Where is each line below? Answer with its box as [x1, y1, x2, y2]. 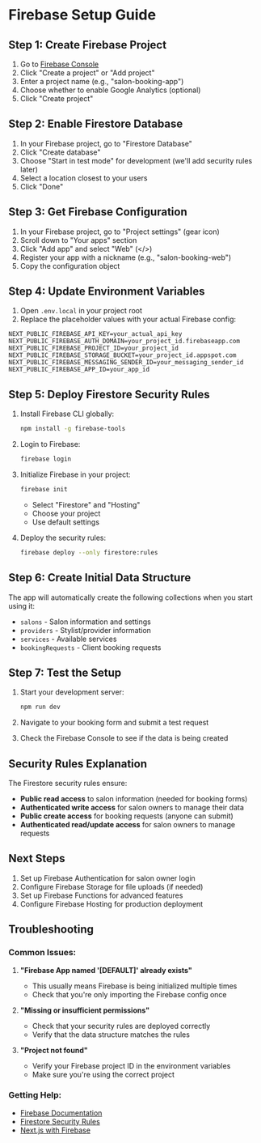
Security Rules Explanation [8, 757, 148, 771]
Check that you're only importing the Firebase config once [32, 989, 227, 999]
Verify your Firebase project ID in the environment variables [32, 1060, 231, 1070]
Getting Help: [8, 1090, 62, 1101]
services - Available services [19, 634, 117, 644]
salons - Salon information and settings [19, 617, 151, 627]
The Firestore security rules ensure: [8, 779, 128, 788]
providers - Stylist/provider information [19, 625, 152, 635]
